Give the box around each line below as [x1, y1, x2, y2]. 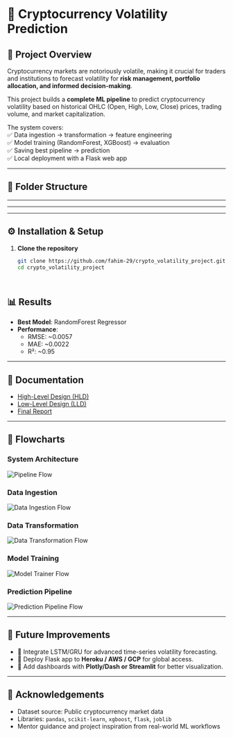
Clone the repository [17, 244, 78, 252]
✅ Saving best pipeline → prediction [7, 146, 110, 155]
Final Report [17, 407, 52, 415]
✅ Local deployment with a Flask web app [7, 154, 128, 162]
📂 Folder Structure [7, 181, 88, 193]
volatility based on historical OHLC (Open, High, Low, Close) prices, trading [7, 103, 222, 110]
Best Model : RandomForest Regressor [17, 318, 127, 327]
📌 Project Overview [7, 49, 92, 60]
